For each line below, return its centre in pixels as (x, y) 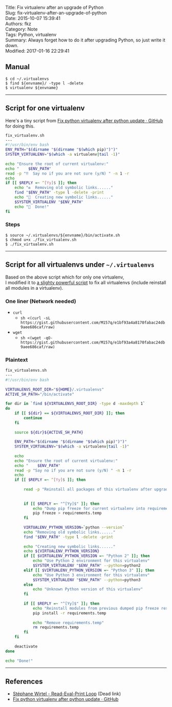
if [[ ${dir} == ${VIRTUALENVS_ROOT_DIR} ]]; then (70, 413)
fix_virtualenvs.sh (26, 371)
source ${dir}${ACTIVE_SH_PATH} (49, 432)
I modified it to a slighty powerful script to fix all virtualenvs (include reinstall (86, 282)
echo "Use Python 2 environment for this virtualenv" (91, 561)
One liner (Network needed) (41, 301)
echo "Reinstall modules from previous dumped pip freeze (96, 608)
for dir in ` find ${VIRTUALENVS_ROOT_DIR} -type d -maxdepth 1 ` (75, 404)
